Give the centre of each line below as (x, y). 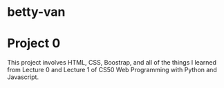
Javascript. (23, 77)
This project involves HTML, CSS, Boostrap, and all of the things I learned (112, 63)
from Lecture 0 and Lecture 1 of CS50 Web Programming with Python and (112, 70)
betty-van (36, 12)
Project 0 (34, 44)
